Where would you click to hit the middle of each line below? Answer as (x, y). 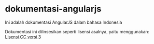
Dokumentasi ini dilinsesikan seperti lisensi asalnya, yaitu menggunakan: (77, 31)
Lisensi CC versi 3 (23, 37)
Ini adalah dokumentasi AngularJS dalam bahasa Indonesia (63, 22)
